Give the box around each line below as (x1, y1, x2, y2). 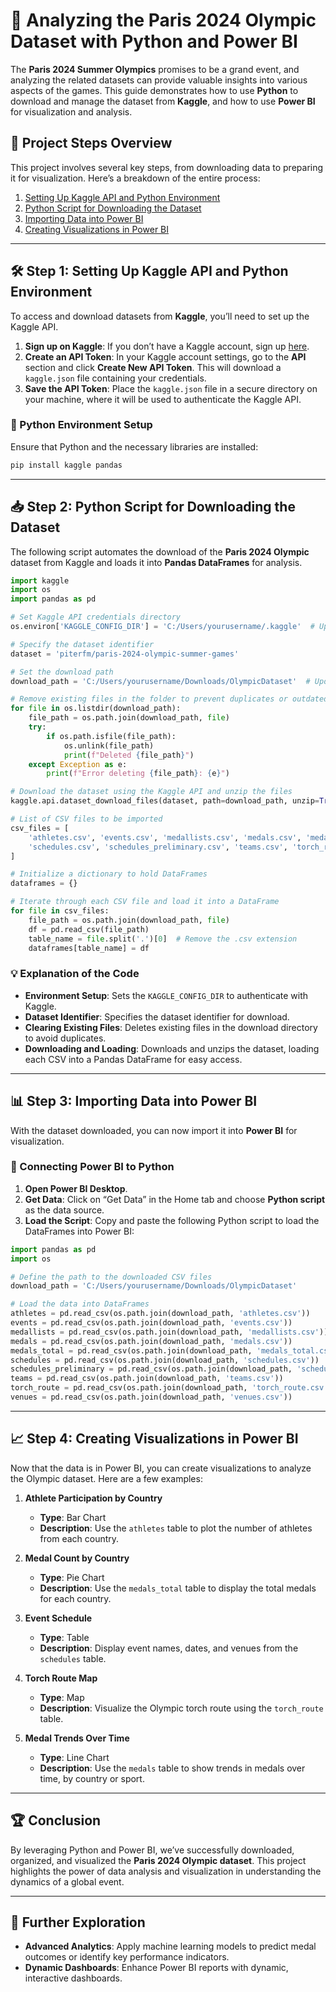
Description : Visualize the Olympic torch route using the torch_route (39, 1702, 324, 1714)
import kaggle (10, 575, 70, 586)
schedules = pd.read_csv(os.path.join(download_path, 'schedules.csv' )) (10, 1355, 320, 1365)
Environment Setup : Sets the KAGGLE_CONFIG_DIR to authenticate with (24, 989, 308, 1001)
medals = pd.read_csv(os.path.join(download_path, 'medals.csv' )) (10, 1336, 293, 1346)
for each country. (39, 1592, 112, 1604)
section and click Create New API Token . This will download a (24, 361, 282, 373)
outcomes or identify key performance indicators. (24, 1951, 230, 1963)
